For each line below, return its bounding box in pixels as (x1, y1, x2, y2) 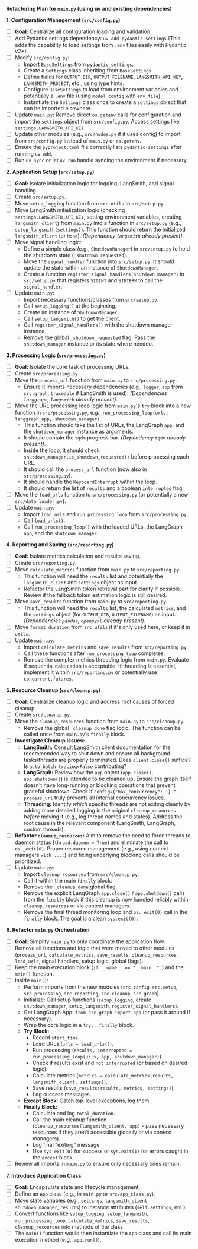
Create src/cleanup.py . (14, 711, 72, 718)
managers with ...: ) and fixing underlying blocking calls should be (14, 851, 180, 858)
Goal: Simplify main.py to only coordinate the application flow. (14, 938, 165, 945)
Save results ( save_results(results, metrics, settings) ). (32, 1084, 176, 1092)
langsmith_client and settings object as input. (23, 579, 139, 586)
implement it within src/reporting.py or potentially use (23, 668, 158, 676)
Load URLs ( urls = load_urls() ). (32, 1041, 113, 1048)
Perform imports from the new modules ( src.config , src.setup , (23, 984, 178, 991)
